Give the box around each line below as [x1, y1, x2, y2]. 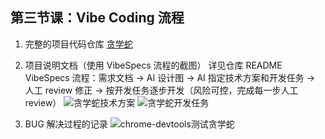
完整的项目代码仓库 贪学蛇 [24, 38, 133, 50]
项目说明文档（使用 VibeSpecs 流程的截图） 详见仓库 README [24, 59, 283, 71]
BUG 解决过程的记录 [24, 118, 108, 130]
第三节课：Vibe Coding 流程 [10, 9, 185, 27]
